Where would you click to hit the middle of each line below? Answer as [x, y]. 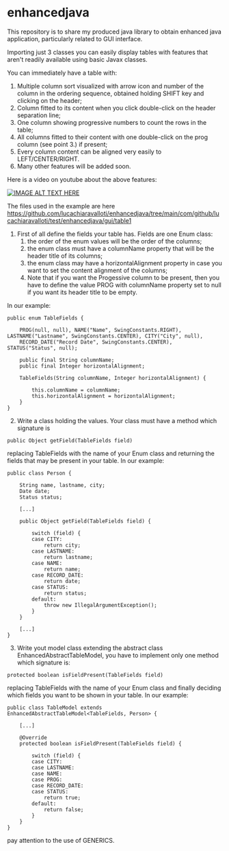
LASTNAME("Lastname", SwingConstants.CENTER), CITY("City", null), [105, 336]
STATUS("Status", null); [42, 348]
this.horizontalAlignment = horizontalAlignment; [104, 396]
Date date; [35, 491]
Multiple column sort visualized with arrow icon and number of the [110, 86]
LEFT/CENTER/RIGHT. [48, 158]
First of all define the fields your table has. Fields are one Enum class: [115, 234]
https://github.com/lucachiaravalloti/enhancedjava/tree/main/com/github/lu [113, 213]
